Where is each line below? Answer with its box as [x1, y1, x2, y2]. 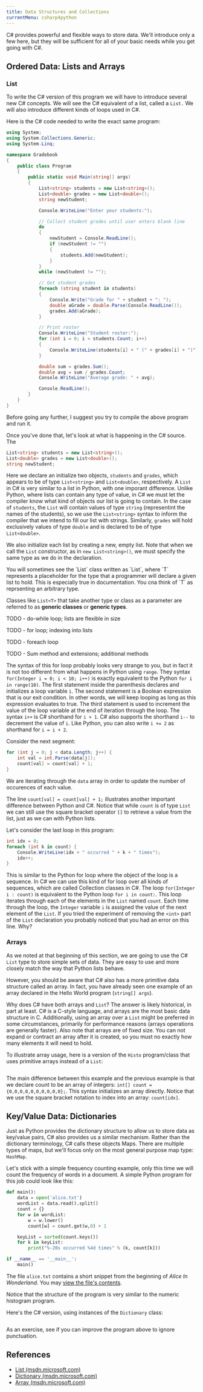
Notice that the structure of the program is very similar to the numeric [6, 1290, 179, 1298]
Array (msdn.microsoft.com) [14, 1379, 86, 1386]
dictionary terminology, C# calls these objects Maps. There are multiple [6, 1140, 184, 1147]
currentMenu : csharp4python [6, 15, 77, 21]
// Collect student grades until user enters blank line [38, 218, 185, 224]
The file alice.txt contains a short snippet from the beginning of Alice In [6, 1272, 188, 1280]
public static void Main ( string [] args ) [28, 174, 131, 180]
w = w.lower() [28, 1217, 63, 1223]
